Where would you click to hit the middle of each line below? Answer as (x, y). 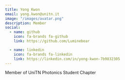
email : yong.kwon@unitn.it (32, 14)
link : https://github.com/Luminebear (52, 41)
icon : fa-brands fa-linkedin (43, 54)
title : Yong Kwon (23, 9)
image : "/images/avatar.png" (34, 18)
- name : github (25, 32)
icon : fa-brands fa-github (41, 37)
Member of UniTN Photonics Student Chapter (50, 73)
